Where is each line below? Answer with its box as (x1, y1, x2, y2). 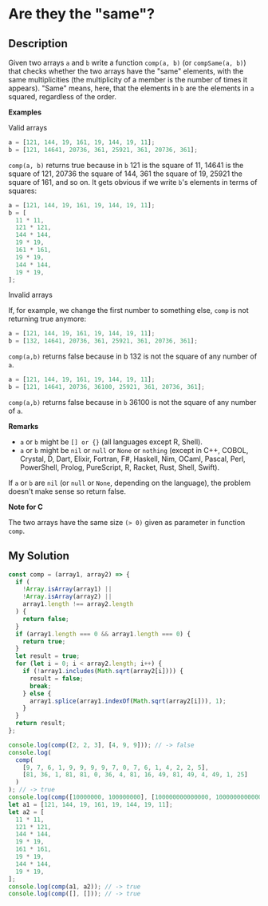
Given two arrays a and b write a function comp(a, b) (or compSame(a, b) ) (8, 58, 246, 67)
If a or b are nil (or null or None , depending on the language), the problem (8, 478, 251, 487)
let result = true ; (15, 652, 81, 660)
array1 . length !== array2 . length (22, 600, 134, 608)
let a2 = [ (8, 808, 45, 816)
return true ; (22, 637, 66, 645)
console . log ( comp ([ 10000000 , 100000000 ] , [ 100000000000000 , (8, 793, 213, 801)
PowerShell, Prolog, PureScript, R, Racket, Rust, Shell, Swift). (19, 462, 220, 472)
